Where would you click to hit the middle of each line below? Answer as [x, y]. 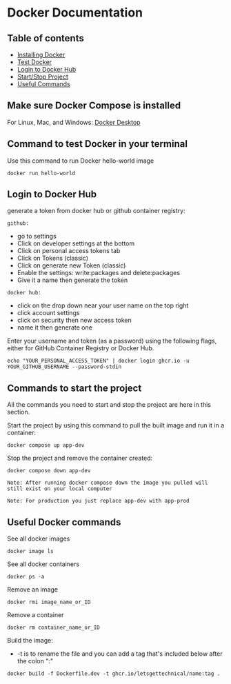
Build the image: [30, 641]
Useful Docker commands [64, 522]
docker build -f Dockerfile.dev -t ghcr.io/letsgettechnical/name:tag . [114, 674]
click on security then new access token [74, 320]
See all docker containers [43, 564]
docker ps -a [26, 577]
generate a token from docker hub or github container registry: [96, 211]
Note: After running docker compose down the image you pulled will [108, 483]
